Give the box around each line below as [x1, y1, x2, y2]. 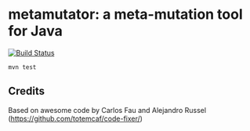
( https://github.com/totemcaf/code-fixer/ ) [8, 114, 143, 123]
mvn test [8, 63, 37, 71]
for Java [8, 22, 63, 40]
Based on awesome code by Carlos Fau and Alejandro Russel [8, 105, 206, 115]
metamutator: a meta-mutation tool [8, 5, 243, 24]
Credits [8, 85, 45, 98]
